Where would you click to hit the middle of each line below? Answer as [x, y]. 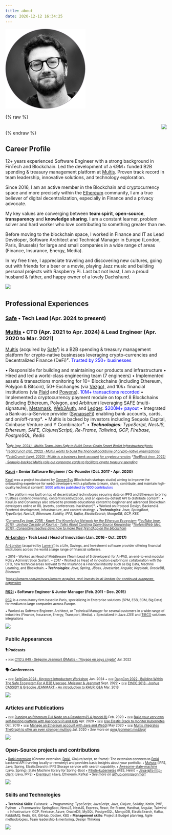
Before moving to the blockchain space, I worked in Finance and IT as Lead [85, 234]
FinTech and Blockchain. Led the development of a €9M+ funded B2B [79, 167]
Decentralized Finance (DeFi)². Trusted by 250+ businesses [68, 360]
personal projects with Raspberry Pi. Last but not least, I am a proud [77, 272]
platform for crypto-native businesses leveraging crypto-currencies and [81, 355]
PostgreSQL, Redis [25, 435]
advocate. [16, 204]
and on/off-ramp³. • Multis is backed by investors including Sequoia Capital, [86, 419]
